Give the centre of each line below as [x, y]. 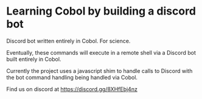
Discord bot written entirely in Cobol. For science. [68, 41]
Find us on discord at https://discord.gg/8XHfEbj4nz [72, 89]
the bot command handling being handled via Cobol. [72, 77]
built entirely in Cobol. [34, 59]
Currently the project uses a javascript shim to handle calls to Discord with [99, 70]
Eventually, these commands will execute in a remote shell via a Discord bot [101, 52]
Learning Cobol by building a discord [101, 11]
